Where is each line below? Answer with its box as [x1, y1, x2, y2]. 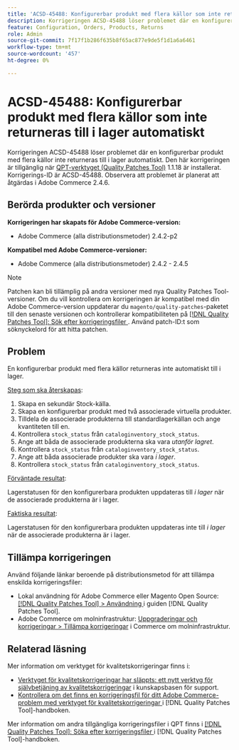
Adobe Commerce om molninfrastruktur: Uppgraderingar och [17, 614, 198, 623]
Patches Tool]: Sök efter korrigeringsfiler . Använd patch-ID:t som [7, 317, 200, 325]
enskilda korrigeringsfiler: [7, 578, 83, 587]
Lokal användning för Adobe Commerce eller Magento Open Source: [17, 592, 219, 600]
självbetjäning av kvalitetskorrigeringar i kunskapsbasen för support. [17, 683, 219, 691]
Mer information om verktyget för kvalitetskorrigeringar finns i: [7, 662, 191, 670]
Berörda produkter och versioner [7, 199, 156, 211]
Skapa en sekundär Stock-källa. [17, 400, 112, 408]
